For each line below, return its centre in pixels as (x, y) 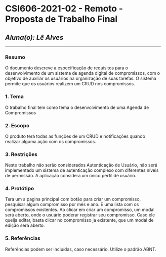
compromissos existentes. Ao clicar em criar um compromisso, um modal (80, 210)
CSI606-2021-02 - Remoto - (64, 9)
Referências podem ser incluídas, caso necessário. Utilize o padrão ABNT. (81, 249)
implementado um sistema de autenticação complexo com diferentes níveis (82, 170)
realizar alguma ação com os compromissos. (51, 141)
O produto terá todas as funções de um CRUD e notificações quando (75, 136)
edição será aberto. (25, 225)
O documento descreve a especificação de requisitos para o (67, 68)
